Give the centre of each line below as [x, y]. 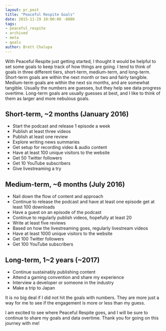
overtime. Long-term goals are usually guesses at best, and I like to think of [83, 93]
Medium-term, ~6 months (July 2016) [65, 184]
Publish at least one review [40, 137]
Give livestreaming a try [37, 168]
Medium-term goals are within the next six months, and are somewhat [77, 82]
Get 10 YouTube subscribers [41, 163]
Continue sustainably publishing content [54, 272]
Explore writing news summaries [46, 142]
